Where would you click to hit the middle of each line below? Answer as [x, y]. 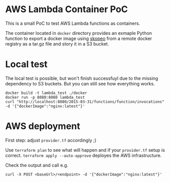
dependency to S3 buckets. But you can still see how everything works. [80, 83]
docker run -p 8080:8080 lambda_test [45, 97]
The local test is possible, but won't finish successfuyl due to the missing [82, 78]
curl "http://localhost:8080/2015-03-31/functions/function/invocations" [85, 102]
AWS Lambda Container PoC [67, 9]
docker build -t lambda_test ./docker [46, 93]
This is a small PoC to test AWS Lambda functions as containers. [73, 23]
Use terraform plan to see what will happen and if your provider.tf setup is [85, 150]
